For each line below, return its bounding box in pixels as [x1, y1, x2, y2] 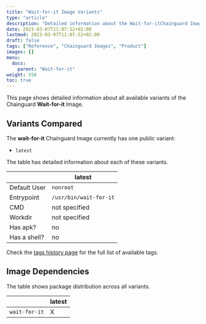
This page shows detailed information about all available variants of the [6, 94, 186, 102]
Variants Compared [6, 118, 83, 129]
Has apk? [9, 223, 37, 232]
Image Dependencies [6, 266, 90, 277]
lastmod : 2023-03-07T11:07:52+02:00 [6, 32, 100, 38]
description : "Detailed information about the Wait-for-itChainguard [6, 20, 188, 26]
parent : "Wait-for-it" [17, 66, 75, 72]
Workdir [9, 213, 32, 221]
